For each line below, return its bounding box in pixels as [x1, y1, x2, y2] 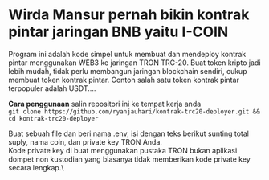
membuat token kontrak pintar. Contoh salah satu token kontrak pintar [8, 75, 239, 84]
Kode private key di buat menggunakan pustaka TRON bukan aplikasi [8, 145, 238, 155]
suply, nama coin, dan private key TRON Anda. [8, 137, 163, 146]
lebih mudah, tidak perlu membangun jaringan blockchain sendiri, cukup [8, 66, 247, 76]
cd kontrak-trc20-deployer [8, 114, 99, 122]
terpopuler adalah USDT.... [8, 83, 96, 93]
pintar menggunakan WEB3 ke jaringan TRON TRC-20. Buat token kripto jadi [8, 58, 261, 67]
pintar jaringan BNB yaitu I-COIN [8, 22, 229, 41]
